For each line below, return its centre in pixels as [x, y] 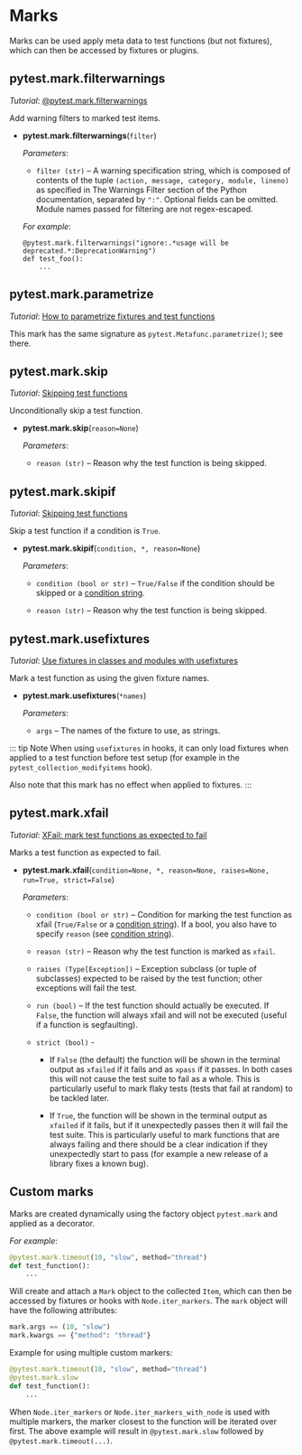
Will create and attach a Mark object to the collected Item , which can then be [151, 1292]
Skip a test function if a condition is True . [85, 531]
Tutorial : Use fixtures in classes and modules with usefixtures [124, 661]
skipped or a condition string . [91, 593]
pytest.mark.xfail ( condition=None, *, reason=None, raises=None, [146, 870]
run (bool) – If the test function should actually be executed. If [152, 1005]
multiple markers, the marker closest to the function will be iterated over [143, 1421]
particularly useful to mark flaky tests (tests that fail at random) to [171, 1088]
